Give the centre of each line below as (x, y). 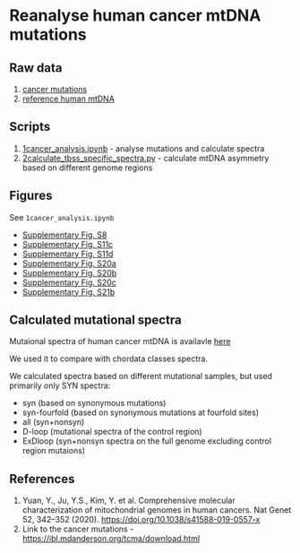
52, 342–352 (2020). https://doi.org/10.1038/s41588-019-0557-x (141, 520)
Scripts (30, 127)
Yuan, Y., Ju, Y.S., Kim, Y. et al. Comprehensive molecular (129, 501)
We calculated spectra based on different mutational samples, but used (141, 376)
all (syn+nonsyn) (53, 422)
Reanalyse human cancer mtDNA (135, 16)
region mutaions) (54, 451)
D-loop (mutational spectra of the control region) (112, 432)
